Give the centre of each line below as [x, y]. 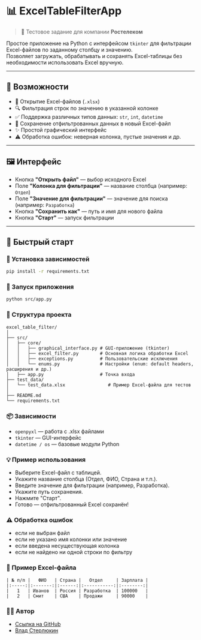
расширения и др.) [29, 369]
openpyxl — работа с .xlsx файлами [60, 431]
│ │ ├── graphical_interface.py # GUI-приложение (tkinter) [88, 348]
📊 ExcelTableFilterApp [64, 11]
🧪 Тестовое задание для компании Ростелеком [82, 31]
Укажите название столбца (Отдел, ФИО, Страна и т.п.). [86, 479]
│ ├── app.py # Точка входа [71, 374]
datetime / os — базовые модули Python [67, 444]
